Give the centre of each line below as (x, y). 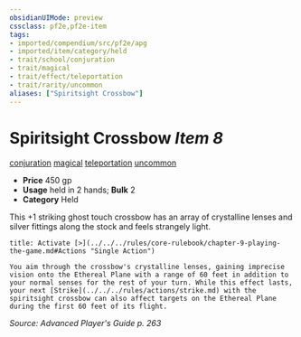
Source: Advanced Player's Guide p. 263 (85, 323)
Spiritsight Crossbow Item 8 (117, 138)
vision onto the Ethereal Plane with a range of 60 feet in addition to (149, 275)
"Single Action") (122, 251)
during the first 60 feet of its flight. (89, 307)
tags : (19, 34)
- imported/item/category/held (68, 51)
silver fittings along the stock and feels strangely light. (110, 227)
